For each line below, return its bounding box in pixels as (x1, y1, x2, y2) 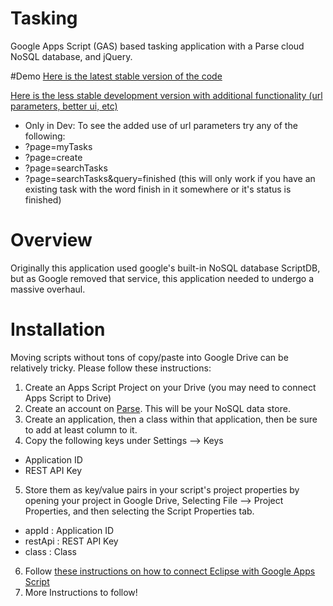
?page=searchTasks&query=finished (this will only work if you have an (24, 172, 316, 184)
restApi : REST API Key (24, 535, 119, 547)
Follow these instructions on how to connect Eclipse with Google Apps (24, 565, 316, 577)
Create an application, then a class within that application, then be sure (24, 413, 318, 425)
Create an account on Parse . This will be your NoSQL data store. (24, 402, 291, 414)
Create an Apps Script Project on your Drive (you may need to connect (24, 381, 317, 393)
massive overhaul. (10, 283, 86, 295)
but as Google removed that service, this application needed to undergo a (10, 272, 315, 284)
